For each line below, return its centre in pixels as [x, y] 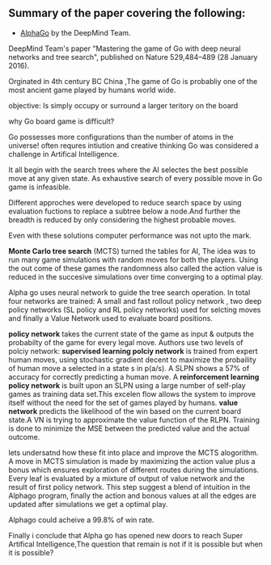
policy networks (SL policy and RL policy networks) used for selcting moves [135, 310]
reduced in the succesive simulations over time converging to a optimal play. [136, 276]
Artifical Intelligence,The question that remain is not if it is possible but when [135, 544]
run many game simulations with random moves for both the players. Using [133, 259]
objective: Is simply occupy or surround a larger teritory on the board [123, 105]
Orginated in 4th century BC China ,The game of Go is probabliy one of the [133, 81]
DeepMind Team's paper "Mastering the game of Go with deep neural [125, 48]
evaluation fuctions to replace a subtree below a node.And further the [125, 211]
